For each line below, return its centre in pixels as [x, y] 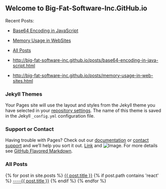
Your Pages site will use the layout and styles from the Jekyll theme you [80, 105]
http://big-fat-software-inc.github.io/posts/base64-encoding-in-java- [85, 60]
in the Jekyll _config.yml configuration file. [50, 116]
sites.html [23, 80]
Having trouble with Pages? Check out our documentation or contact [77, 140]
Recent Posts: [20, 20]
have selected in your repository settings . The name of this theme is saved [83, 111]
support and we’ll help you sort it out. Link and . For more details [81, 146]
